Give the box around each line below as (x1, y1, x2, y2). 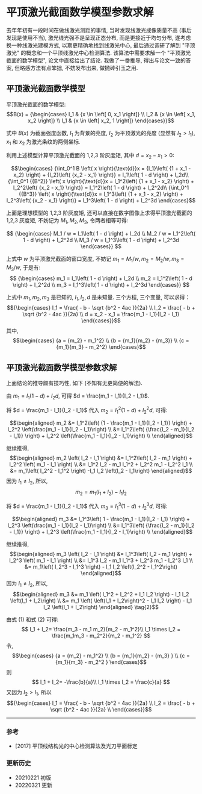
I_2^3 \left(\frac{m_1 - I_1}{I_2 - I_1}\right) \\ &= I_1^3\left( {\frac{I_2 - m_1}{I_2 (7, 522, 195, 529)
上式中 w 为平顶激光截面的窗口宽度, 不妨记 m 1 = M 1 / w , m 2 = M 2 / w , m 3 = (6, 255, 185, 264)
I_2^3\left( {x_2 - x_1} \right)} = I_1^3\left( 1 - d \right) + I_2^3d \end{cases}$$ (6, 197, 196, 204)
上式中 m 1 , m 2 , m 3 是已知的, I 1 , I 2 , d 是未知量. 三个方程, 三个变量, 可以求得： (6, 293, 191, 302)
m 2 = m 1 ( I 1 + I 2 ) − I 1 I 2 (75, 489, 127, 497)
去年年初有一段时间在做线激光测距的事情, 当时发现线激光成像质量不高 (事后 (6, 27, 192, 34)
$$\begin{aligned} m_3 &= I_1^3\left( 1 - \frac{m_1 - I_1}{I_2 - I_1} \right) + (11, 516, 191, 523)
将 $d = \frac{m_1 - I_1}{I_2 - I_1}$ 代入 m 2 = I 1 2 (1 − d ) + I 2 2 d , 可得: (6, 405, 168, 415)
